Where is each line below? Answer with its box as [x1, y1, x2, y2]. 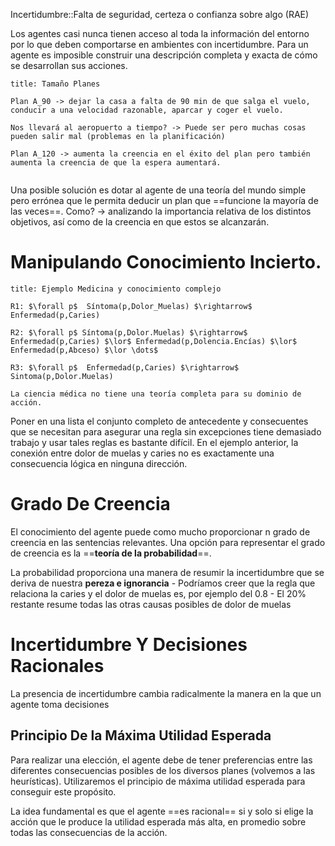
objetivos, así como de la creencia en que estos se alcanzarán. [10, 216, 270, 228]
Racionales [10, 655, 105, 678]
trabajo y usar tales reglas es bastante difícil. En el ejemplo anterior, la [10, 436, 299, 448]
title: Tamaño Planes [10, 79, 101, 89]
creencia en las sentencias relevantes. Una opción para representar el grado [10, 536, 326, 548]
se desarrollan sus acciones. [10, 60, 128, 71]
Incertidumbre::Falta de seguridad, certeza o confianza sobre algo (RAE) [10, 9, 310, 20]
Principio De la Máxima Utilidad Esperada [10, 727, 272, 744]
